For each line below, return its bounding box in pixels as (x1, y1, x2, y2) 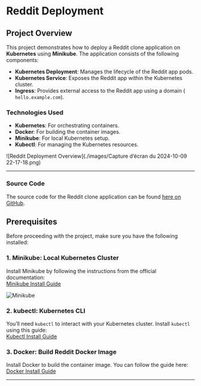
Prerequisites (6, 216, 57, 226)
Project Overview (6, 28, 72, 38)
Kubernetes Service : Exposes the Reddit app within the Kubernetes (14, 75, 182, 81)
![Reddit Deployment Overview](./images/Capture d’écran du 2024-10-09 (6, 152, 187, 160)
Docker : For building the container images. (14, 128, 121, 136)
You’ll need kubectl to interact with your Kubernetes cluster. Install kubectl (6, 320, 190, 327)
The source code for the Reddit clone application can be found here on (6, 193, 181, 200)
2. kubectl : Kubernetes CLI (6, 307, 86, 315)
